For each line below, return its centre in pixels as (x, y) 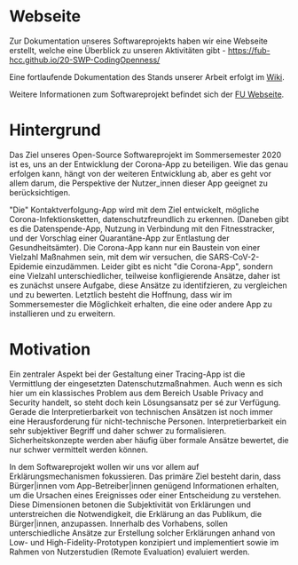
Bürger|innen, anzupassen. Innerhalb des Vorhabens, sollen (118, 523)
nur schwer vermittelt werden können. (79, 450)
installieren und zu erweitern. (63, 314)
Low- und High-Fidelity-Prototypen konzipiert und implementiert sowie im (144, 542)
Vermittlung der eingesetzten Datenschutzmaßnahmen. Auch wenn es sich (146, 383)
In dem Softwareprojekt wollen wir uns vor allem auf (104, 466)
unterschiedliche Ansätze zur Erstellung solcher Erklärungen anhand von (142, 533)
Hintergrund (55, 130)
